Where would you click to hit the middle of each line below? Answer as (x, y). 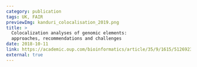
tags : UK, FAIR (25, 17)
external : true (25, 55)
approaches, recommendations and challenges (67, 38)
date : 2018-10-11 (27, 44)
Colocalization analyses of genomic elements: (69, 33)
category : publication (34, 11)
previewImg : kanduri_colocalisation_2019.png (62, 22)
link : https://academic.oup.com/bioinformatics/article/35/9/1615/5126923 (99, 50)
